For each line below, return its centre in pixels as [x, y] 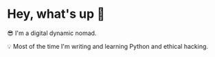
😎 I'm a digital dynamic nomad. [52, 33]
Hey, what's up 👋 [56, 14]
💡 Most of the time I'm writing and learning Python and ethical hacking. [107, 46]
